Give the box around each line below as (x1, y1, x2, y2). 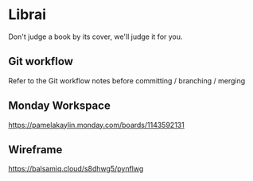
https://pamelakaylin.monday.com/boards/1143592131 (8, 120, 185, 129)
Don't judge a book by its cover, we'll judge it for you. (8, 32, 183, 41)
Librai (8, 6, 46, 24)
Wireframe (8, 143, 63, 156)
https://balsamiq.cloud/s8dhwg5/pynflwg (8, 164, 144, 174)
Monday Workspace (8, 99, 111, 113)
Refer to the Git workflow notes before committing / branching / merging (8, 75, 246, 85)
